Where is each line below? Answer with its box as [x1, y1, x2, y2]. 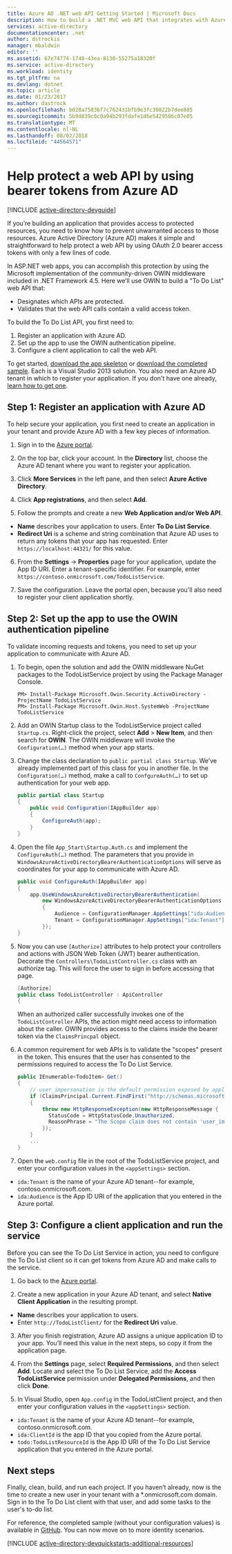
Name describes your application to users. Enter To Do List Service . [17, 522, 212, 530]
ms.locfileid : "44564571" [7, 139, 81, 146]
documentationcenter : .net [7, 29, 85, 37]
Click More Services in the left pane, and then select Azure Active [17, 474, 207, 483]
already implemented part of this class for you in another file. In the [17, 764, 209, 772]
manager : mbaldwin [7, 42, 60, 49]
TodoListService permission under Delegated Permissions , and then [17, 1374, 215, 1382]
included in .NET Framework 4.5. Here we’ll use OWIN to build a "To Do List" [7, 277, 224, 285]
